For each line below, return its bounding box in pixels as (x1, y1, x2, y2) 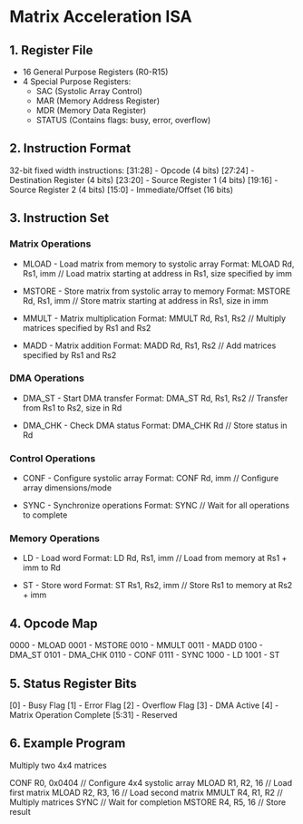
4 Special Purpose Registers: (22, 76, 132, 87)
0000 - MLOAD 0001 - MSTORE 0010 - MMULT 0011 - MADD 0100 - (9, 640, 263, 651)
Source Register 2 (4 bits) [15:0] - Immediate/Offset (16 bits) (9, 184, 234, 195)
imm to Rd (22, 562, 61, 573)
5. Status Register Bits (9, 675, 138, 691)
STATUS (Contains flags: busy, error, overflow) (35, 115, 211, 125)
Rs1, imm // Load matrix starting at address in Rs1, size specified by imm (22, 267, 292, 278)
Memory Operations (9, 532, 100, 545)
